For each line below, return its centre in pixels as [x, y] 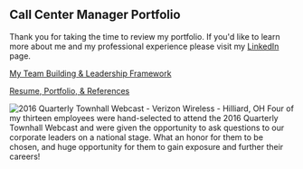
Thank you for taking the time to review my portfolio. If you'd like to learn [145, 36]
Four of [280, 108]
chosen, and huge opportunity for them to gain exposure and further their [147, 146]
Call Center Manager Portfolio [95, 15]
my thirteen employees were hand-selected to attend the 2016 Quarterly [144, 117]
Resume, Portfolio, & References [70, 90]
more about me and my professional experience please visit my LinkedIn [144, 46]
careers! [25, 156]
